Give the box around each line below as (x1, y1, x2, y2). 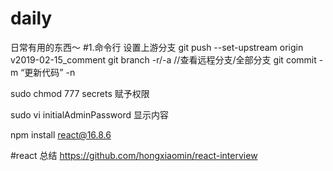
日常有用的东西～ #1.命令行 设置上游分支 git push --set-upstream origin (10, 41, 304, 53)
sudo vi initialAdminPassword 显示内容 (10, 108, 169, 121)
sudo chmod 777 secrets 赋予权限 (10, 87, 150, 99)
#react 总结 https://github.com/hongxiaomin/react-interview (10, 149, 258, 161)
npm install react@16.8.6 (10, 128, 112, 141)
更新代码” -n (24, 66, 76, 78)
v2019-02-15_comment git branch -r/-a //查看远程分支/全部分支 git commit (10, 53, 317, 66)
